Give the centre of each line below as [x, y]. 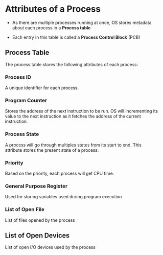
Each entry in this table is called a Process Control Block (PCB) [76, 37]
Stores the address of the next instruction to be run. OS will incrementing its [81, 111]
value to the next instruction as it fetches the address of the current [73, 116]
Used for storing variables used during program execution [64, 197]
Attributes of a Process [53, 9]
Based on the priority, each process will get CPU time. [59, 173]
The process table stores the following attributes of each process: [71, 64]
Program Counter [26, 100]
